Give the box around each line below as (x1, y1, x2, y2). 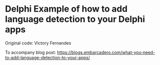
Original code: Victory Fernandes (5, 40, 71, 46)
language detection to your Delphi (5, 14, 145, 25)
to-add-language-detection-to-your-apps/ (5, 54, 90, 60)
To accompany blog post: (5, 49, 56, 55)
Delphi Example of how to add (5, 3, 128, 15)
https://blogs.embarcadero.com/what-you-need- (57, 49, 155, 55)
